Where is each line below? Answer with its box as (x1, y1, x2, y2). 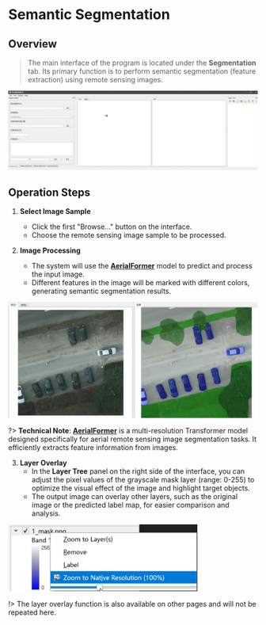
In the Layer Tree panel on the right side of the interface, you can (31, 467, 245, 476)
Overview (8, 37, 58, 51)
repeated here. (8, 608, 57, 617)
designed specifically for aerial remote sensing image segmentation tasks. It (8, 434, 257, 444)
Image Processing (19, 246, 81, 255)
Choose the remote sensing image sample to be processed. (31, 231, 227, 240)
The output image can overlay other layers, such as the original (31, 492, 238, 501)
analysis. (31, 509, 61, 518)
